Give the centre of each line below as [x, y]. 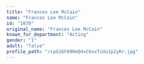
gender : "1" [21, 40]
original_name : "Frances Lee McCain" [55, 29]
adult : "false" [26, 46]
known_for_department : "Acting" [47, 35]
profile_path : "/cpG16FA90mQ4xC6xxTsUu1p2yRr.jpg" [72, 52]
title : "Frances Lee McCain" [44, 12]
